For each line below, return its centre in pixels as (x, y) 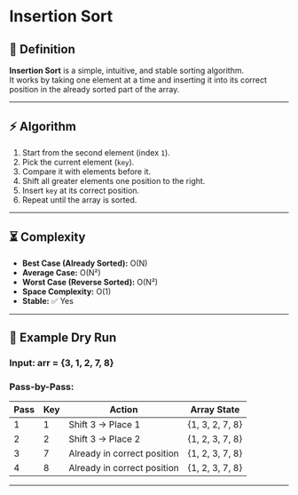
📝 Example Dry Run (63, 338)
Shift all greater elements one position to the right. (114, 180)
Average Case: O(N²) (61, 272)
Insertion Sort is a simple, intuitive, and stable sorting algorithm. (127, 70)
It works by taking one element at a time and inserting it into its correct (138, 80)
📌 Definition (42, 49)
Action (124, 410)
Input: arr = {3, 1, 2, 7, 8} (62, 363)
